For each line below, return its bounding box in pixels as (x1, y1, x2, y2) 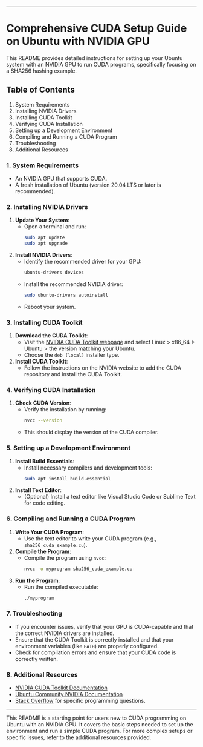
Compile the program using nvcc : (24, 554, 106, 561)
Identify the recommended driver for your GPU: (24, 258, 142, 265)
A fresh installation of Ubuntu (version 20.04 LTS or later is (14, 181, 162, 188)
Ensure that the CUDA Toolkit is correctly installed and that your (14, 636, 174, 643)
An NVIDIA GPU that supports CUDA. (14, 175, 108, 182)
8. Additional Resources (6, 670, 78, 679)
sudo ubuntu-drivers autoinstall (24, 292, 109, 298)
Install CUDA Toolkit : (14, 358, 68, 365)
